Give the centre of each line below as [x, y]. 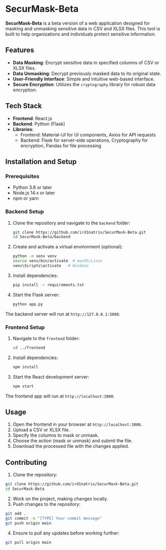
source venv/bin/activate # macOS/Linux [58, 261]
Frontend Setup [25, 327]
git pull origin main [28, 542]
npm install [25, 367]
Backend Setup [25, 212]
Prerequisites [22, 176]
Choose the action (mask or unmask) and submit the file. [72, 441]
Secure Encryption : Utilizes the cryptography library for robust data [84, 84]
